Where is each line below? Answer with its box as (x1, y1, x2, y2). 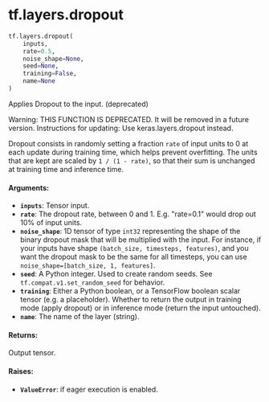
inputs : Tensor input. (19, 201, 90, 211)
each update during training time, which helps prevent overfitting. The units (8, 147, 259, 157)
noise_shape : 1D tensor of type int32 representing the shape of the (19, 227, 241, 236)
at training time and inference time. (8, 164, 124, 174)
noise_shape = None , (22, 55, 84, 63)
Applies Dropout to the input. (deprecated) (8, 99, 149, 109)
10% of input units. (19, 218, 83, 228)
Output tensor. (8, 348, 56, 358)
